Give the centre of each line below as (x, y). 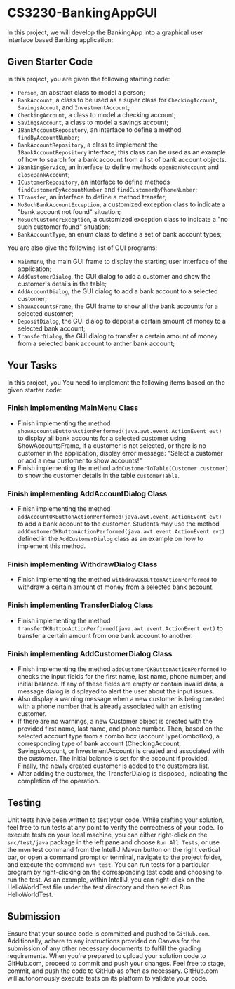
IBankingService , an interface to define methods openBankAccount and (118, 167)
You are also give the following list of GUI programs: (82, 248)
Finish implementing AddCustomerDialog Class (90, 653)
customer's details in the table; (62, 284)
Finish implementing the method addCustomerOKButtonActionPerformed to (122, 669)
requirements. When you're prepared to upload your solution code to (107, 955)
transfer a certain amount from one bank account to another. (105, 635)
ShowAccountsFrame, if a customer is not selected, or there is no (112, 445)
